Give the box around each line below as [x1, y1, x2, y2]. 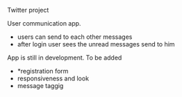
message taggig [17, 82, 64, 89]
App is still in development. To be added [7, 53, 122, 62]
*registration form [17, 67, 69, 75]
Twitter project [7, 6, 49, 14]
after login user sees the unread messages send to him [17, 40, 175, 48]
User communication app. [7, 19, 81, 27]
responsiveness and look [17, 74, 89, 82]
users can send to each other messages [17, 33, 133, 41]
